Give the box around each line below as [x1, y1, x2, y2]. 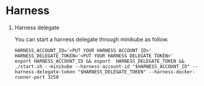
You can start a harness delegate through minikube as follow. [14, 35, 169, 43]
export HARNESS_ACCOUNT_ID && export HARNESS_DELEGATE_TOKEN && [14, 58, 184, 64]
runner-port [14, 74, 45, 80]
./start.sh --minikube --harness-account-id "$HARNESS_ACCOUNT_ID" [14, 63, 190, 70]
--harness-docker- [148, 68, 196, 75]
